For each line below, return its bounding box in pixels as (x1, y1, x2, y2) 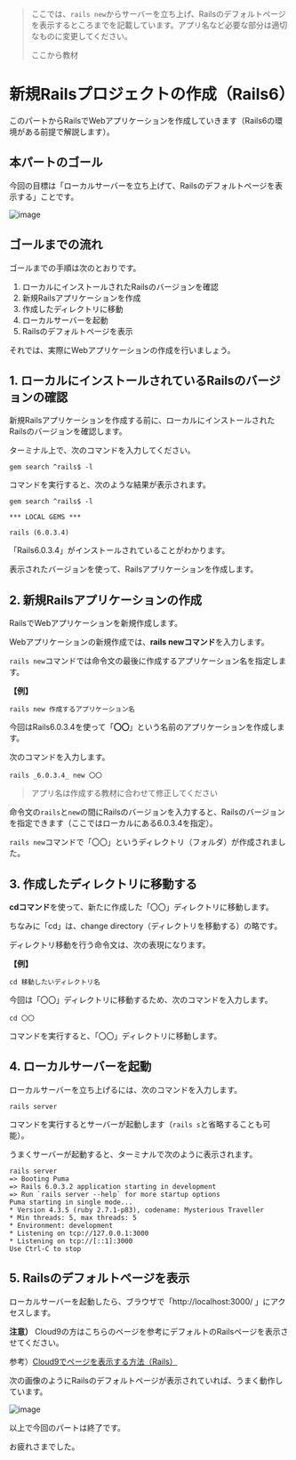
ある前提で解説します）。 (24, 126, 115, 137)
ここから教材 (30, 50, 78, 60)
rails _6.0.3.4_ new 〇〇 (9, 771, 102, 781)
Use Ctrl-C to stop (9, 1244, 82, 1253)
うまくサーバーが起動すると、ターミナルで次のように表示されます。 (9, 1149, 258, 1159)
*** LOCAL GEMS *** (9, 513, 82, 522)
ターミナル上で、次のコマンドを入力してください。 (9, 445, 196, 456)
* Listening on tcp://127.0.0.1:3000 (9, 1229, 149, 1238)
